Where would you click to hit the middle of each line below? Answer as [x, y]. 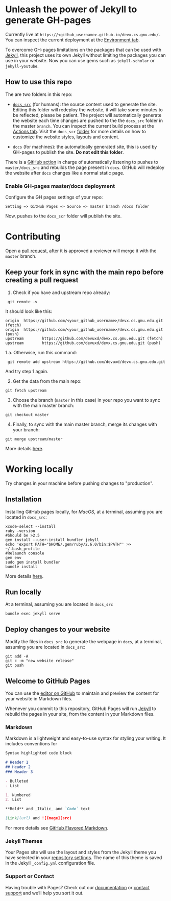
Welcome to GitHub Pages [48, 681]
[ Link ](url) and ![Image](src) [39, 818]
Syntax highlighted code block [39, 753]
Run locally [23, 592]
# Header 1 [17, 762]
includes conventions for [31, 744]
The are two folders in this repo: [39, 94]
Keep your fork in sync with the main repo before [85, 272]
